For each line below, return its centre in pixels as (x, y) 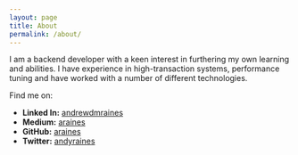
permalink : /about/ (46, 34)
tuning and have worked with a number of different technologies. (128, 78)
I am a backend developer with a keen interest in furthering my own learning (149, 60)
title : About (33, 26)
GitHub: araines (52, 132)
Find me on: (31, 95)
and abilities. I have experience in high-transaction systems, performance (145, 69)
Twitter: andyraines (58, 141)
